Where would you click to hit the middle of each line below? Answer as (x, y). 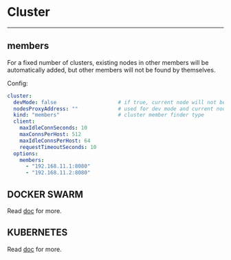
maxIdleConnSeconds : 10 (54, 128)
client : (24, 121)
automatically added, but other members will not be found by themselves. (111, 70)
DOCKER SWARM (45, 194)
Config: (18, 83)
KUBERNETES (37, 233)
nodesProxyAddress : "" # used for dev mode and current (113, 109)
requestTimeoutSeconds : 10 (58, 147)
